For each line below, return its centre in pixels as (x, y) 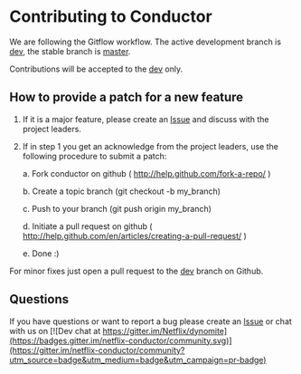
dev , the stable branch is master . (70, 51)
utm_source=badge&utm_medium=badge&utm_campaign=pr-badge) (138, 360)
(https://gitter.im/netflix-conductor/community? (97, 350)
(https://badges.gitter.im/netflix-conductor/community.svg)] (121, 340)
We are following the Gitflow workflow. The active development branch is (146, 42)
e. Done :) (41, 253)
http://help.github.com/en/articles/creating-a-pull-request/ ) (134, 235)
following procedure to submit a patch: (94, 156)
